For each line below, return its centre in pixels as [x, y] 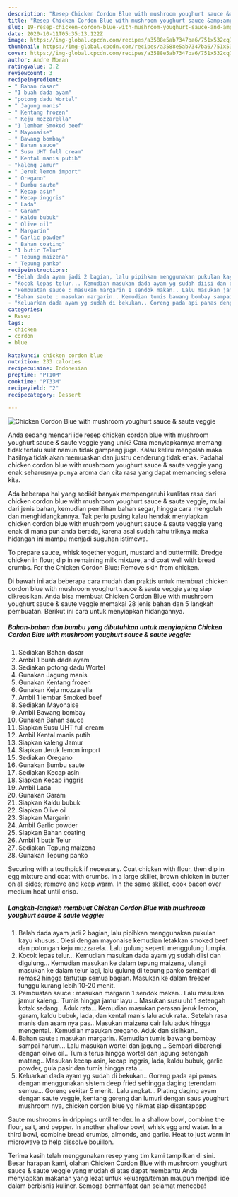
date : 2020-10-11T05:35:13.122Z [55, 34]
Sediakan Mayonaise [48, 705]
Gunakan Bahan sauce [51, 720]
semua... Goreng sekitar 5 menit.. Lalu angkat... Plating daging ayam [117, 1091]
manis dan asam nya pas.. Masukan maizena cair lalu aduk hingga [114, 1023]
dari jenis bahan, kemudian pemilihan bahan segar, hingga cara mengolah [115, 508]
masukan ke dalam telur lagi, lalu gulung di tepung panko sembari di [117, 971]
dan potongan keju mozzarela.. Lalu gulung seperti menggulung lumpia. [123, 948]
